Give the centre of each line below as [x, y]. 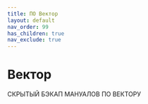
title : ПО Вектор [33, 14]
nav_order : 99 [28, 27]
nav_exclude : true [34, 40]
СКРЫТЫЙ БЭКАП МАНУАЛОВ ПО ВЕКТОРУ [74, 94]
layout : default [31, 20]
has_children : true [36, 33]
